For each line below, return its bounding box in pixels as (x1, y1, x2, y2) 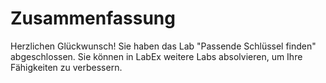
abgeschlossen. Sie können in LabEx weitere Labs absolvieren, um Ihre (10, 50, 303, 62)
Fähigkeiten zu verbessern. (10, 61, 123, 73)
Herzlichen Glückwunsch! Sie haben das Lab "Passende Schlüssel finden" (10, 40, 317, 52)
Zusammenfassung (10, 7, 176, 30)
